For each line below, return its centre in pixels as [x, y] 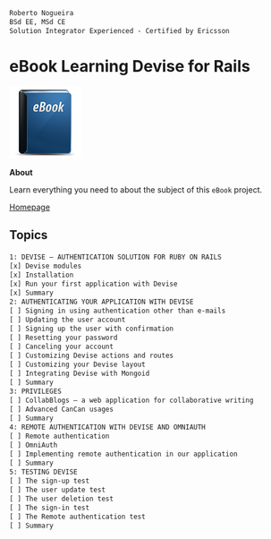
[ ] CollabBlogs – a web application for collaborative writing [131, 400]
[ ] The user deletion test [62, 499]
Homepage [30, 207]
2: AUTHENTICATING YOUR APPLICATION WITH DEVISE [102, 302]
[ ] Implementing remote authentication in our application [124, 454]
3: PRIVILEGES [36, 391]
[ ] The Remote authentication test [77, 517]
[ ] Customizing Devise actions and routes [92, 355]
